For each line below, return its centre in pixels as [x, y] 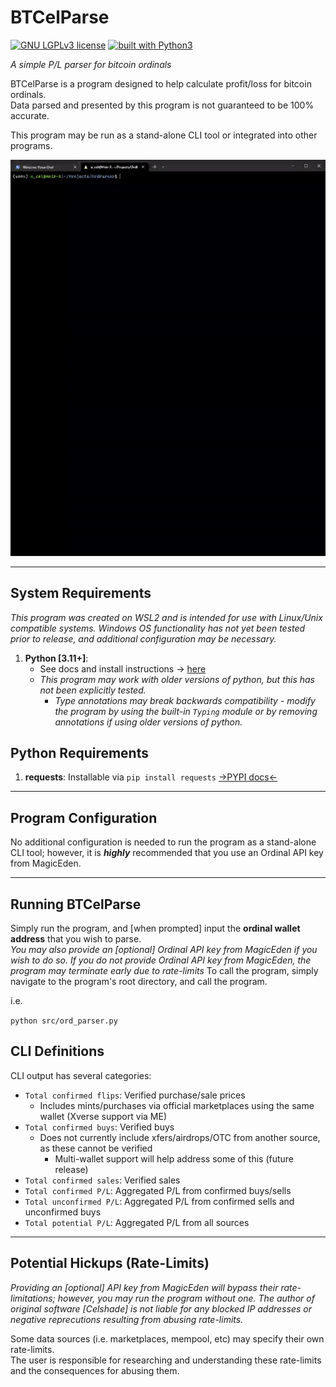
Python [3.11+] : [56, 658]
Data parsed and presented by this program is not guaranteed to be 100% [162, 105]
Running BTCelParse [76, 904]
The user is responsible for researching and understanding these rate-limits [166, 1360]
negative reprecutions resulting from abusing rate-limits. [127, 1319]
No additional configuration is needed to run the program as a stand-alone [163, 842]
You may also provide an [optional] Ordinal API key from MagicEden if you [164, 949]
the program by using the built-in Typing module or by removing [186, 711]
